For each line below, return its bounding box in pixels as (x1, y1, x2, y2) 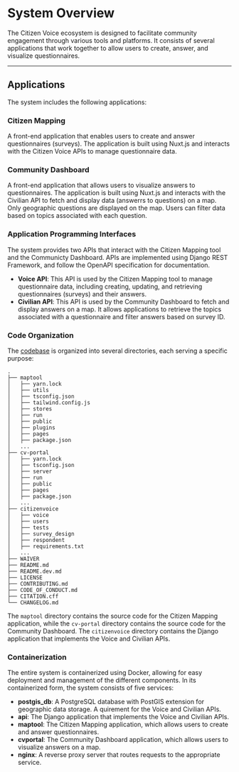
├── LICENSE (7, 573, 43, 581)
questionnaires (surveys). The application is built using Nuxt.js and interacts (7, 139, 230, 148)
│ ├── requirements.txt (7, 543, 84, 550)
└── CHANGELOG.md (7, 598, 59, 606)
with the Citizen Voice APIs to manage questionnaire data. (7, 147, 178, 156)
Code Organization (7, 330, 74, 340)
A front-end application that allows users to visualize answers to (7, 181, 196, 190)
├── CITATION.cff (7, 593, 59, 600)
